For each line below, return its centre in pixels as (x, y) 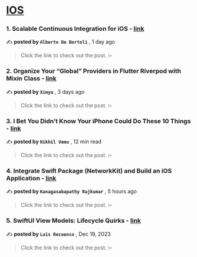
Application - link (31, 178)
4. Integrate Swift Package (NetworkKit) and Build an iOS (89, 171)
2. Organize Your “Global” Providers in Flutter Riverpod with (94, 71)
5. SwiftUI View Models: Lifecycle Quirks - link (74, 220)
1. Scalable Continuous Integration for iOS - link (75, 29)
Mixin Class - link (31, 78)
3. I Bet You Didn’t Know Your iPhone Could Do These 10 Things (98, 121)
